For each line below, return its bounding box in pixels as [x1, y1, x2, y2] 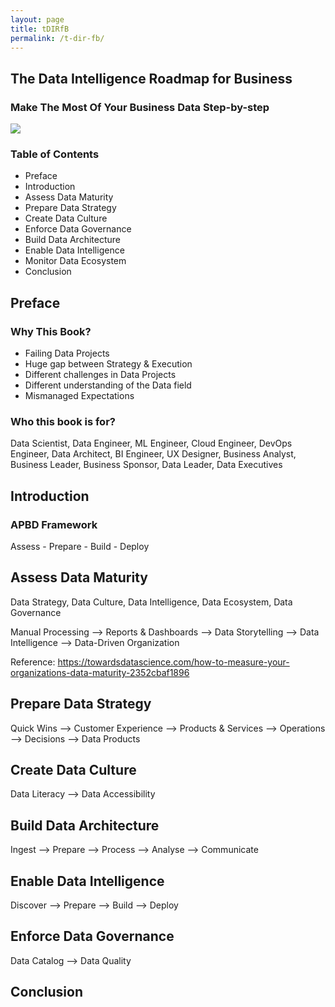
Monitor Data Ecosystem [24, 255, 127, 267]
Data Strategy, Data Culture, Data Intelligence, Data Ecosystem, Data [10, 596, 293, 608]
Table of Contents [10, 147, 100, 161]
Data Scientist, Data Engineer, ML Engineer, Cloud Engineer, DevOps [10, 437, 293, 450]
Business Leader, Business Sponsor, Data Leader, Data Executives [10, 459, 283, 471]
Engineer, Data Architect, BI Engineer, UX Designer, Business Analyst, [10, 448, 297, 460]
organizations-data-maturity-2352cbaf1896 [10, 666, 190, 678]
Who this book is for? [10, 414, 116, 428]
